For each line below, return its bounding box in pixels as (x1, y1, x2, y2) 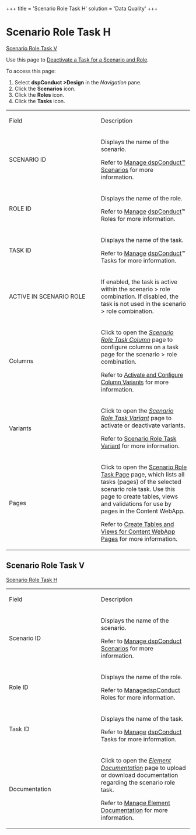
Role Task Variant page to (101, 414, 172, 422)
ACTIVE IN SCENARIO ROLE (9, 292, 86, 301)
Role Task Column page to (101, 335, 173, 343)
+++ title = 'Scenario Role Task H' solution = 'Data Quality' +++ (6, 5, 158, 12)
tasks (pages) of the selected (101, 478, 182, 486)
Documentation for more (101, 806, 168, 814)
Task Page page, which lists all (101, 470, 185, 478)
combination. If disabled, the (101, 292, 179, 301)
